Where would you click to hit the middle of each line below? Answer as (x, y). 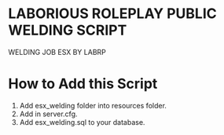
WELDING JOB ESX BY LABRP (57, 52)
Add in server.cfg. (48, 114)
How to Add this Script (83, 84)
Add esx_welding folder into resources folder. (93, 105)
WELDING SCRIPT (68, 30)
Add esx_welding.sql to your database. (82, 122)
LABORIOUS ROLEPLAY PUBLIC (113, 14)
